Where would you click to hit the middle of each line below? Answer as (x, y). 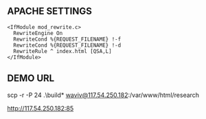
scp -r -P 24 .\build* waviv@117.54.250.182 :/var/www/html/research (103, 95)
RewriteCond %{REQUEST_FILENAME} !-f (67, 39)
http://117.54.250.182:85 (41, 108)
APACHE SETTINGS (50, 11)
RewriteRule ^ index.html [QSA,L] (62, 51)
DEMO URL (31, 78)
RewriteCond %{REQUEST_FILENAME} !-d (67, 45)
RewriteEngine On (38, 33)
